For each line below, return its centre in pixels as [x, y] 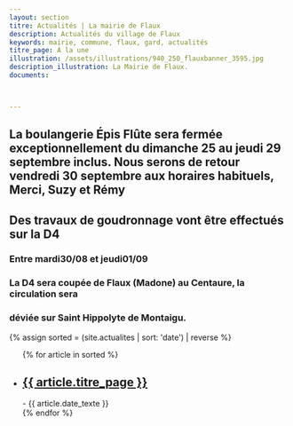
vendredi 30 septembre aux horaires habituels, [142, 176]
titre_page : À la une [49, 51]
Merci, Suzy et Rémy [67, 190]
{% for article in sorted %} [70, 354]
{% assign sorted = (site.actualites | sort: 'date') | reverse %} [121, 337]
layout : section [39, 17]
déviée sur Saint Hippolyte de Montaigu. [98, 318]
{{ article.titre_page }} [85, 383]
